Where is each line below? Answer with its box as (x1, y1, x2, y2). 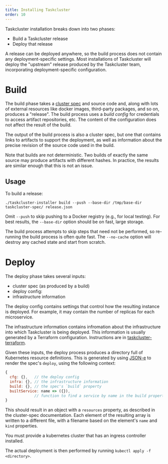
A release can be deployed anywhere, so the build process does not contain (5, 51, 162, 57)
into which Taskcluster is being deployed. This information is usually (5, 329, 146, 335)
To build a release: (5, 191, 43, 197)
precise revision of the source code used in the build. (5, 142, 115, 148)
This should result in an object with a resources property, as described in (5, 407, 155, 413)
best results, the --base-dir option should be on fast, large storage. (5, 219, 144, 225)
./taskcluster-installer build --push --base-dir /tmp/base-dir (5, 200, 142, 206)
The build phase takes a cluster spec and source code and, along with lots (5, 101, 158, 107)
